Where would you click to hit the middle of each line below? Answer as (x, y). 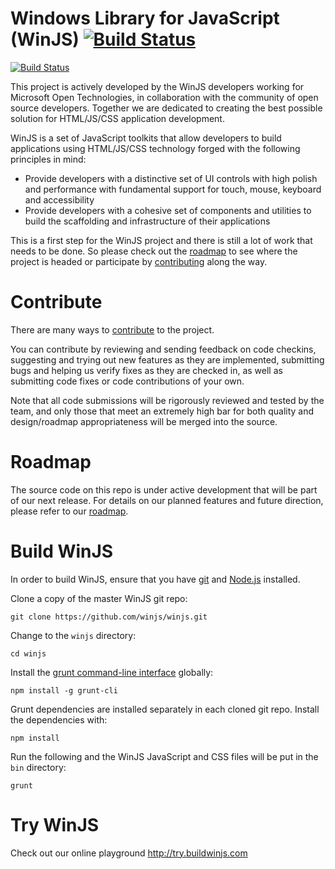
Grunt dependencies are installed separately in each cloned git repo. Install (165, 709)
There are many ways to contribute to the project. (112, 329)
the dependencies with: (59, 719)
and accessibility (59, 199)
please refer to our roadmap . (69, 511)
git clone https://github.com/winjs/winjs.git (109, 617)
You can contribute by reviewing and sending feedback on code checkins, (163, 349)
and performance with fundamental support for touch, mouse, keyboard (173, 189)
